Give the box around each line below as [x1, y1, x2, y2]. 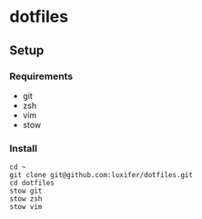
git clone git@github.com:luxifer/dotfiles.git [9, 171, 194, 180]
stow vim [9, 203, 43, 212]
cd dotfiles [9, 179, 55, 188]
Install [9, 142, 38, 154]
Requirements [9, 70, 74, 83]
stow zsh [9, 194, 43, 204]
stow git [9, 186, 43, 196]
